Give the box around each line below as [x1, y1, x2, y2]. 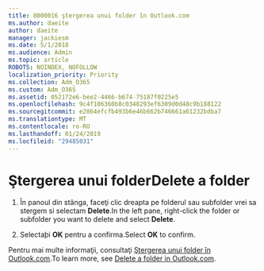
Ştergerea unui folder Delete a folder [8, 172, 251, 189]
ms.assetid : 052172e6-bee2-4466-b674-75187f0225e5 [8, 93, 179, 101]
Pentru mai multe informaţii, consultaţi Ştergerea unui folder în [8, 246, 212, 255]
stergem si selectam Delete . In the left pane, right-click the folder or [19, 206, 240, 215]
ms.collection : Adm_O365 [8, 78, 90, 86]
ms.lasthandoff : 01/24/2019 [8, 130, 101, 137]
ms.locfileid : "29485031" [8, 137, 94, 145]
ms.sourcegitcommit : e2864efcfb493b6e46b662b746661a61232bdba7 [8, 108, 222, 116]
